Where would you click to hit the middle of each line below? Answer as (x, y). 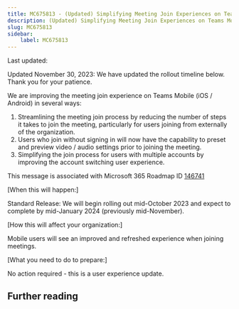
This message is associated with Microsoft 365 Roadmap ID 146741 (106, 176)
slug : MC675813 (30, 27)
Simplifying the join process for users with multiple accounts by (111, 155)
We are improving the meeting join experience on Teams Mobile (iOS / (110, 96)
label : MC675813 (44, 40)
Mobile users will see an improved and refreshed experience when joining (116, 239)
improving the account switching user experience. (91, 162)
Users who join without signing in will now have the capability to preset (122, 140)
